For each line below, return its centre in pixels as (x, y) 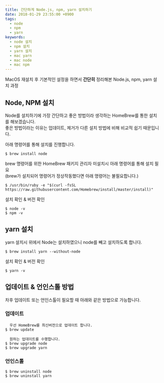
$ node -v (15, 209)
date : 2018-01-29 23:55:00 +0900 (40, 14)
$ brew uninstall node (28, 372)
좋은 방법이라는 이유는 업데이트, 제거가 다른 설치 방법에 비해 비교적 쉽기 (74, 128)
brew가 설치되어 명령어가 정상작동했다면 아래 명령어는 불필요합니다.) (73, 176)
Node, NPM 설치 (30, 102)
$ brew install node (26, 153)
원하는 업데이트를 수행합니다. (35, 339)
